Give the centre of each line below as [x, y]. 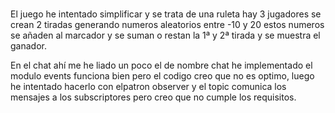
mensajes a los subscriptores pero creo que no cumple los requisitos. [153, 97]
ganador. [28, 46]
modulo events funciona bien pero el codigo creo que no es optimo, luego [162, 76]
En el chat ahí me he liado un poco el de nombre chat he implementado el [161, 65]
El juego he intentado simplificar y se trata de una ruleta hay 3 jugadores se [166, 14]
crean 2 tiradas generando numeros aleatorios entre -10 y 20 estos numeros [167, 25]
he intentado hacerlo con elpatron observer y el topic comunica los [148, 87]
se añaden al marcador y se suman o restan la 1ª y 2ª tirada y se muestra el [165, 35]
